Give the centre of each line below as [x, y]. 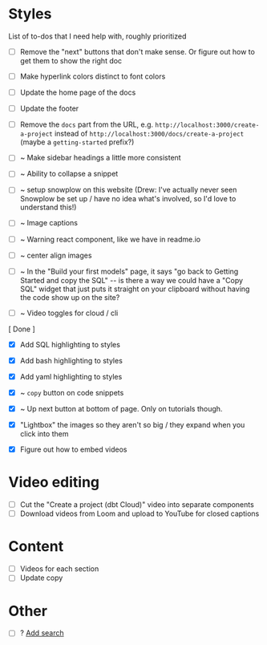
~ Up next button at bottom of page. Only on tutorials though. [121, 409]
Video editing [54, 483]
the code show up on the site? [70, 297]
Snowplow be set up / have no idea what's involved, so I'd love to [128, 199]
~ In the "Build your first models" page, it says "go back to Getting [129, 271]
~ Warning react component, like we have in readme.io [110, 239]
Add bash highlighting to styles [71, 360]
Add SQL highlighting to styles [70, 344]
